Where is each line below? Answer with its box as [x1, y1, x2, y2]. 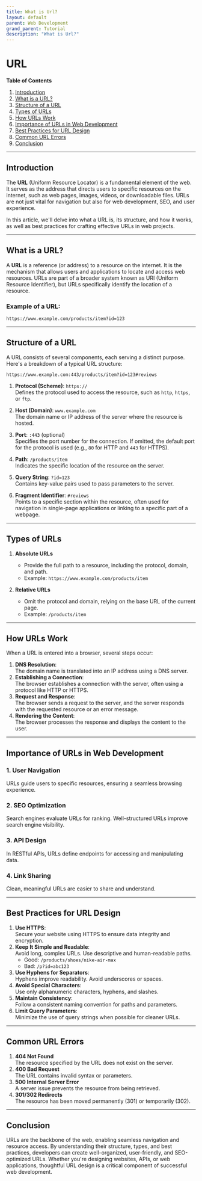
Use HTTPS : [14, 924, 46, 931]
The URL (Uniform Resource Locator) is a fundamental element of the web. [6, 179, 192, 186]
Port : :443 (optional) [14, 431, 65, 438]
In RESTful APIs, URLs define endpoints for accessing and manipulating [6, 850, 183, 857]
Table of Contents [6, 77, 52, 84]
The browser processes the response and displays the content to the [14, 718, 186, 726]
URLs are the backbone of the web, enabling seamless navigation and [6, 1136, 180, 1144]
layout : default [6, 14, 47, 20]
